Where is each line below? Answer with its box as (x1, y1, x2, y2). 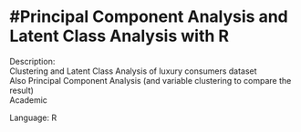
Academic (9, 94, 48, 106)
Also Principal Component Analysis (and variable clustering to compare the (9, 75, 292, 86)
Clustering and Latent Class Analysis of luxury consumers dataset (9, 66, 257, 76)
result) (9, 85, 35, 96)
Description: (9, 56, 56, 66)
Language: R (9, 112, 57, 123)
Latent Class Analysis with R (9, 25, 230, 46)
